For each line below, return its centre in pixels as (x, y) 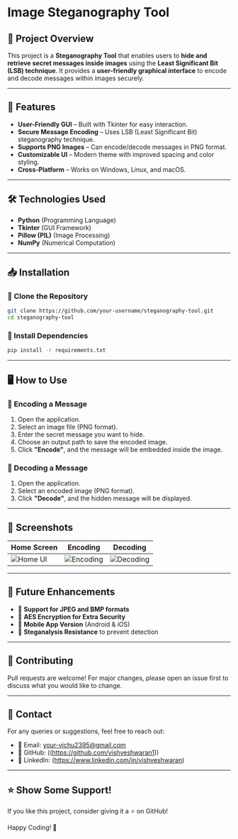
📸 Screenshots (40, 527)
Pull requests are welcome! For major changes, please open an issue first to (118, 678)
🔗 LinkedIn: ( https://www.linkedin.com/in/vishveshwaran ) (101, 760)
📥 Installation (39, 273)
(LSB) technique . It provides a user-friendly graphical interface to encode (117, 71)
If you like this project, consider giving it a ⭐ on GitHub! (88, 811)
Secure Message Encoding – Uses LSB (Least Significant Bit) (107, 131)
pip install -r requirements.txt (57, 351)
